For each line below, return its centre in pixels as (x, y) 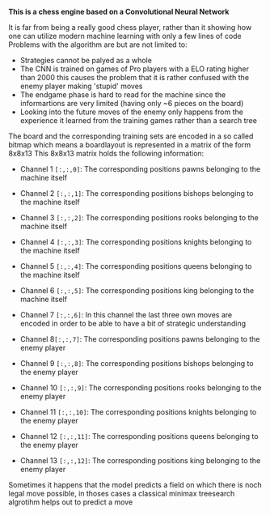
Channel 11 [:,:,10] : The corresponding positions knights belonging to (138, 412)
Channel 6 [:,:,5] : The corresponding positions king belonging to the (137, 290)
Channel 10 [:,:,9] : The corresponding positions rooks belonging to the (141, 387)
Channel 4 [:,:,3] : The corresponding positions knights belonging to (136, 242)
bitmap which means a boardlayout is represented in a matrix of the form (130, 145)
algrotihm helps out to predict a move (71, 502)
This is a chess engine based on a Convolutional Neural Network (119, 12)
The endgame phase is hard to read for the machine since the (123, 95)
